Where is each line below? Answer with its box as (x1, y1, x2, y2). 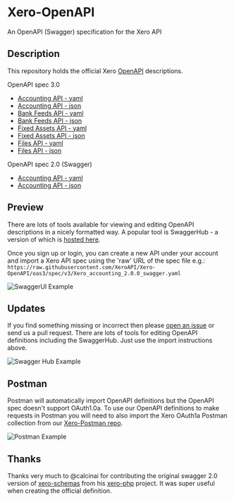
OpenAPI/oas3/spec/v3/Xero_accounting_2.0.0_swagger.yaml (7, 270, 181, 277)
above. (7, 344, 27, 352)
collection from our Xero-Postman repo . (7, 419, 123, 427)
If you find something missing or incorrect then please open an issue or (7, 321, 215, 330)
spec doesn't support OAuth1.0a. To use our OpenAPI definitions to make (7, 404, 220, 413)
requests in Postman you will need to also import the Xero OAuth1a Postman (7, 411, 228, 420)
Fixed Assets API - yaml (17, 124, 87, 132)
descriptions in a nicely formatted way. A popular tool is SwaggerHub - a (7, 227, 218, 236)
